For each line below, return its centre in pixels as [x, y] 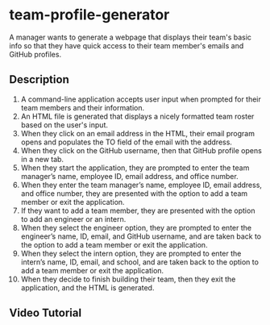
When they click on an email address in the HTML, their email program [137, 133]
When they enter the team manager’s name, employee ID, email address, [141, 185]
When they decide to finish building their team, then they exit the [128, 279]
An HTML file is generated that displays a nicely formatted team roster [137, 116]
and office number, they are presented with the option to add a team [134, 193]
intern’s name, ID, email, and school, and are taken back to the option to [139, 262]
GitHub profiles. [35, 54]
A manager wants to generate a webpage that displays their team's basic [131, 37]
